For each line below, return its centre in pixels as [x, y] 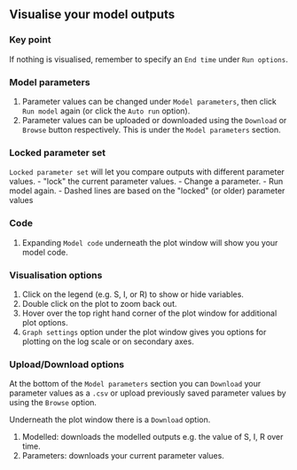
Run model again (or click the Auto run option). [106, 111]
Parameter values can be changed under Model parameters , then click [149, 101]
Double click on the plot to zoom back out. [99, 303]
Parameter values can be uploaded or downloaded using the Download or [154, 120]
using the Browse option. [53, 403]
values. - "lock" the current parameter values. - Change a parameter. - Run [146, 182]
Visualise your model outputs [92, 15]
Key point [30, 40]
